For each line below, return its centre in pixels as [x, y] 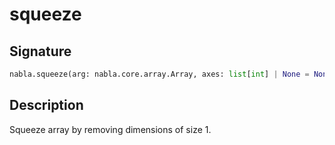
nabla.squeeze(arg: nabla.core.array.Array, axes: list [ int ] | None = [159, 74]
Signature [40, 51]
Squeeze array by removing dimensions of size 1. [110, 129]
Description [46, 105]
